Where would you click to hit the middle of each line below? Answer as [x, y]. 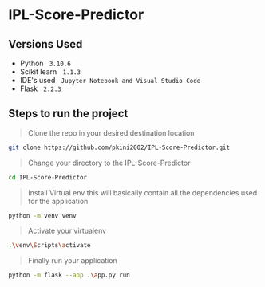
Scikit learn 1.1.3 [50, 72]
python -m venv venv [43, 216]
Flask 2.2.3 [40, 88]
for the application [58, 201]
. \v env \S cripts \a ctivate [49, 246]
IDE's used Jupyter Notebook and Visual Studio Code [110, 80]
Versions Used [45, 44]
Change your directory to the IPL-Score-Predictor [109, 163]
